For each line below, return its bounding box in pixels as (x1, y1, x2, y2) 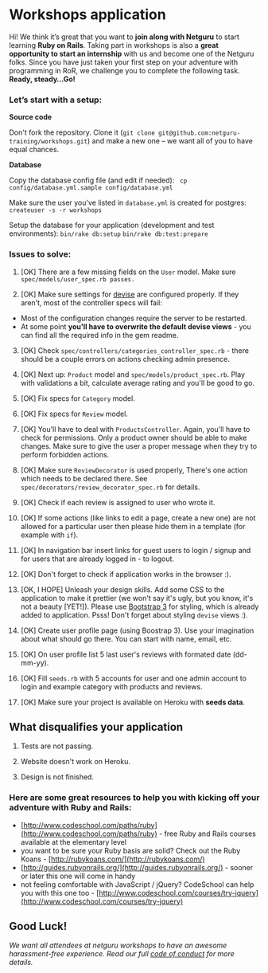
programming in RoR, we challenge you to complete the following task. (9, 65, 241, 75)
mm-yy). (20, 657, 49, 667)
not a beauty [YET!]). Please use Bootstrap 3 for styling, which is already (20, 602, 259, 611)
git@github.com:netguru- (158, 129, 241, 137)
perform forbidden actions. (20, 449, 110, 459)
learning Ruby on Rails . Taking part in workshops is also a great (9, 40, 219, 49)
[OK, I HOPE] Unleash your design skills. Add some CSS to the (20, 584, 225, 594)
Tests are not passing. (20, 741, 94, 751)
